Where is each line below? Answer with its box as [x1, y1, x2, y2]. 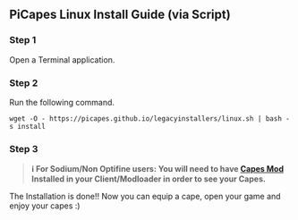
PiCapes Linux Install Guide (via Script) [9, 7, 231, 22]
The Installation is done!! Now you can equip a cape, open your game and [9, 191, 281, 202]
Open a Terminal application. [9, 54, 115, 65]
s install [9, 122, 47, 131]
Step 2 [9, 76, 38, 89]
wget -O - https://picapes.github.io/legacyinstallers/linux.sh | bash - [9, 114, 291, 123]
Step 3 [9, 142, 38, 155]
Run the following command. [9, 97, 115, 107]
